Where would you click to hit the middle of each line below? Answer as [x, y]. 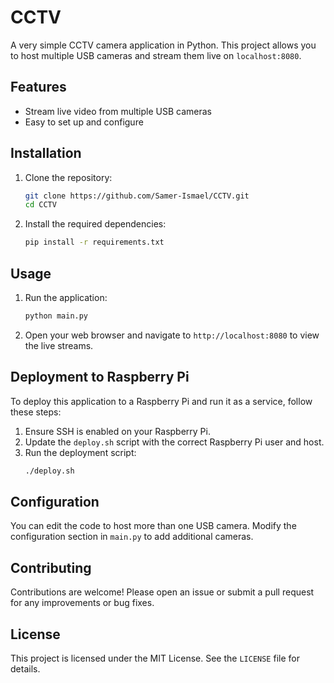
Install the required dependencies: [95, 224]
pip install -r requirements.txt [94, 242]
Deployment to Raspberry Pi [100, 377]
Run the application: [66, 297]
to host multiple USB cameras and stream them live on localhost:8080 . [156, 55]
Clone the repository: [68, 177]
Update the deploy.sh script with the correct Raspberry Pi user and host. [174, 442]
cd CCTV [40, 205]
